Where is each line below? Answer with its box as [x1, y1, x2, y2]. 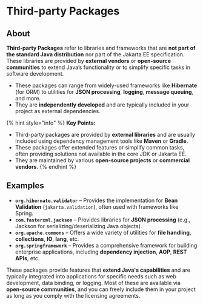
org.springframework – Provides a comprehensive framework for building [15, 241, 198, 249]
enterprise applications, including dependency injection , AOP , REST [15, 248, 187, 255]
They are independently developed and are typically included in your [15, 101, 190, 108]
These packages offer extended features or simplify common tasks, [15, 144, 185, 151]
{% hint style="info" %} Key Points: [6, 119, 96, 126]
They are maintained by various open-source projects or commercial [15, 157, 190, 164]
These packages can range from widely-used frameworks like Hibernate [15, 82, 198, 89]
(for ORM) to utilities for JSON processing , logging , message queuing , [15, 88, 194, 95]
